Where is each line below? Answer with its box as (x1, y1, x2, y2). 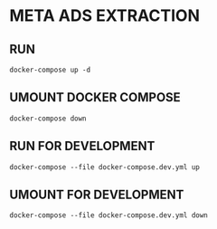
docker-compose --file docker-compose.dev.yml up (9, 162, 201, 172)
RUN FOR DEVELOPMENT (9, 138, 156, 154)
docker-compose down (9, 114, 88, 123)
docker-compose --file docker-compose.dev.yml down (9, 211, 208, 220)
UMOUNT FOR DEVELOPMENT (9, 187, 184, 203)
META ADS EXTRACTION (9, 5, 201, 26)
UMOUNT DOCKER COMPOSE (9, 90, 181, 105)
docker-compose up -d (9, 65, 91, 74)
